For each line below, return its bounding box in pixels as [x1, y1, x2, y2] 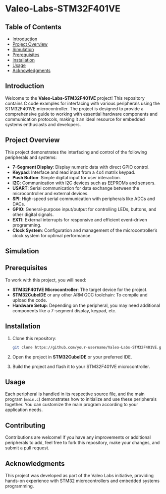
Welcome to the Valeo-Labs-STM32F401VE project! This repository [5, 95, 145, 101]
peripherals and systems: [5, 154, 57, 160]
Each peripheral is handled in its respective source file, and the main [5, 391, 145, 397]
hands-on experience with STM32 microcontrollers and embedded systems [5, 478, 160, 484]
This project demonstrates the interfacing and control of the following [5, 149, 147, 155]
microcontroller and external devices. [12, 190, 89, 196]
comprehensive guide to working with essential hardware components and [5, 111, 158, 117]
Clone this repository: [12, 335, 56, 341]
